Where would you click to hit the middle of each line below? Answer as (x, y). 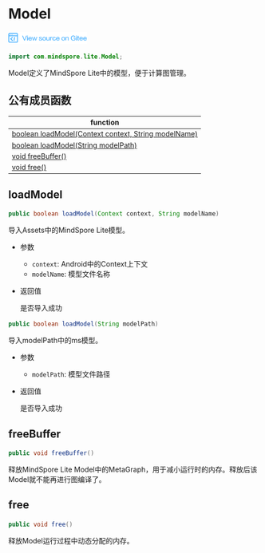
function (105, 122)
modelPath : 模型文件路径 (71, 374)
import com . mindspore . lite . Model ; (66, 57)
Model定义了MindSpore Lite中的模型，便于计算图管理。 (100, 73)
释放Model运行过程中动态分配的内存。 (71, 540)
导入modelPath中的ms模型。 (55, 341)
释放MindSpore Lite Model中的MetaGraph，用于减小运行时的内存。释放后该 (133, 469)
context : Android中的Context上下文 (90, 264)
